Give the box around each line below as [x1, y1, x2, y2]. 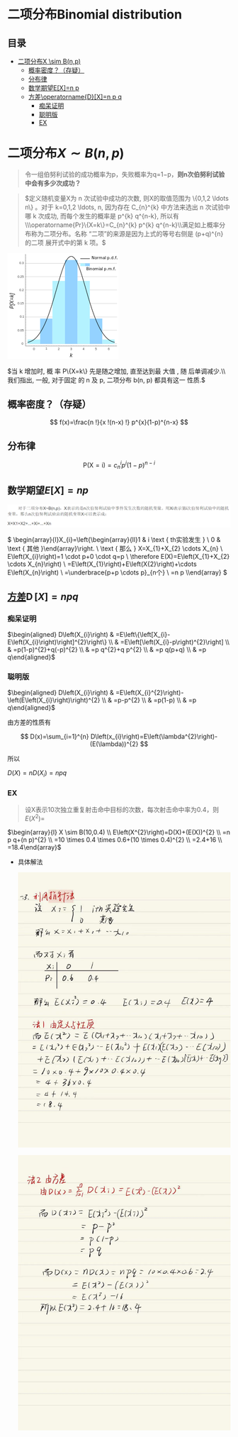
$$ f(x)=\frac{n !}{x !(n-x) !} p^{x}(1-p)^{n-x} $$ [49, 418, 189, 426]
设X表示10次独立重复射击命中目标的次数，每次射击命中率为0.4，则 [24, 805, 220, 814]
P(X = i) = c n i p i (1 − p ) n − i [82, 459, 156, 471]
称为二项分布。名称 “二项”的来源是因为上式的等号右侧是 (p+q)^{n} [30, 229, 224, 238]
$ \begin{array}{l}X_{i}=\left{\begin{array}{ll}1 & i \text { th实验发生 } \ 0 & [7, 535, 221, 543]
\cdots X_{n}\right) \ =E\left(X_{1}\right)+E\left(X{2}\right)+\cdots [7, 560, 197, 568]
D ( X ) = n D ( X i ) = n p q [7, 769, 67, 779]
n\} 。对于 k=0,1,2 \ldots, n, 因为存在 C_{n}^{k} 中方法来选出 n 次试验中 [24, 203, 230, 211]
